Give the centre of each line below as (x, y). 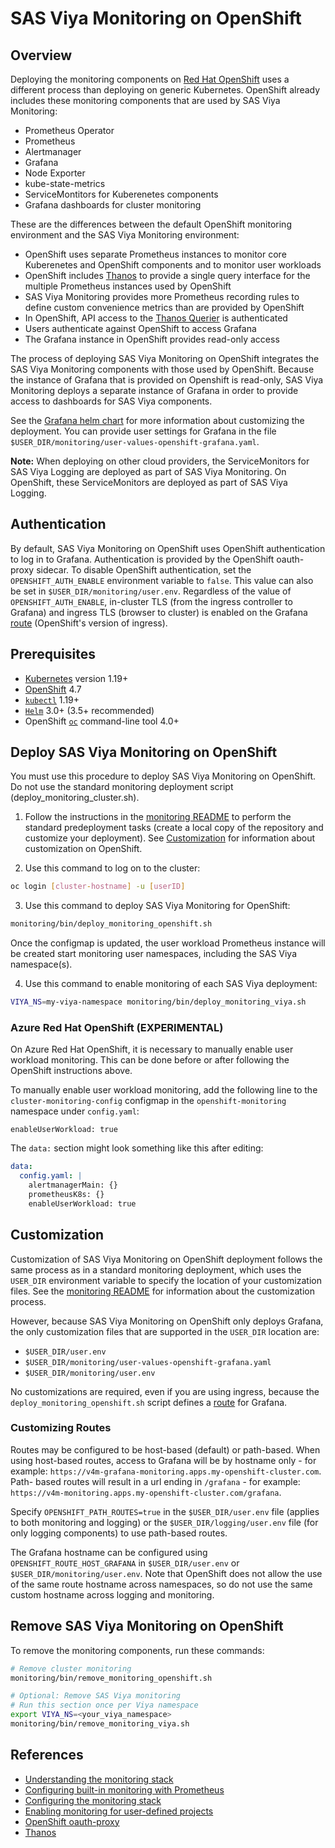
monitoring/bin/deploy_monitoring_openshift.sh (111, 924)
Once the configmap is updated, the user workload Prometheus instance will (168, 943)
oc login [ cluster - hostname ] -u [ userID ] (98, 887)
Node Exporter (55, 173)
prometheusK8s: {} (66, 1194)
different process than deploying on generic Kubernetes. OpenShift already (165, 90)
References (47, 1755)
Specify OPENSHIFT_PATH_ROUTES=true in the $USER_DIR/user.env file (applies (165, 1511)
